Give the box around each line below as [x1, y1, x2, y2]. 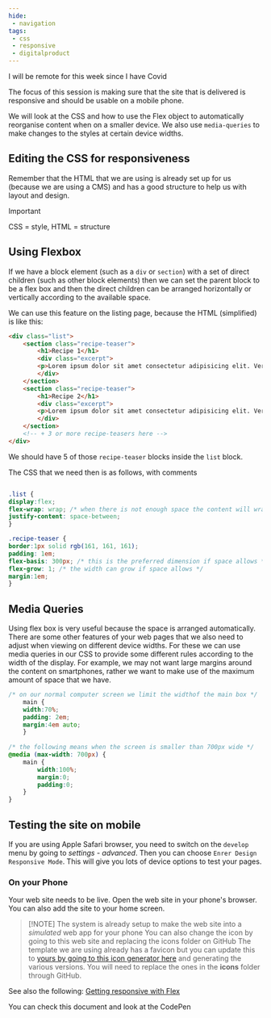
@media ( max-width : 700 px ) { [8, 751, 106, 759]
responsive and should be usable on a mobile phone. [8, 96, 184, 105]
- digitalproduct [11, 49, 70, 57]
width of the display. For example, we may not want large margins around [8, 658, 252, 668]
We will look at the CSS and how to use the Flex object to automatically [8, 111, 244, 121]
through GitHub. [27, 970, 82, 981]
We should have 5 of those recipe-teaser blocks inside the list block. [8, 451, 244, 461]
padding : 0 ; [37, 781, 74, 789]
